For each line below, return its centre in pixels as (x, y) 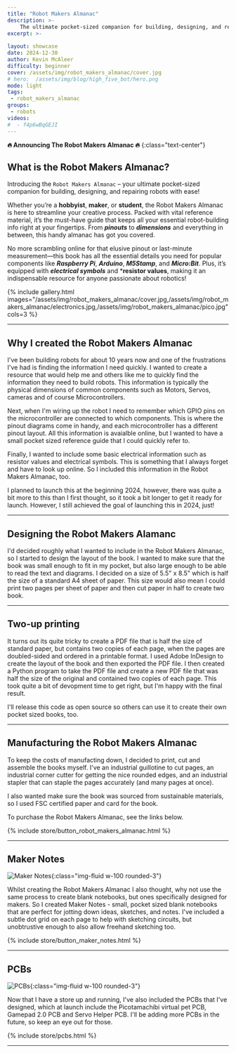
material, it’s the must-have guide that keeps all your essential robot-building (118, 220)
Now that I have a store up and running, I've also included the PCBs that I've (117, 1000)
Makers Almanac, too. (39, 477)
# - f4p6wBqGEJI (33, 125)
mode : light (25, 86)
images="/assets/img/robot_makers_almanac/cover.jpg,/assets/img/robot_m (118, 300)
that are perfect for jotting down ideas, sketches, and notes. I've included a (116, 912)
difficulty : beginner (39, 66)
